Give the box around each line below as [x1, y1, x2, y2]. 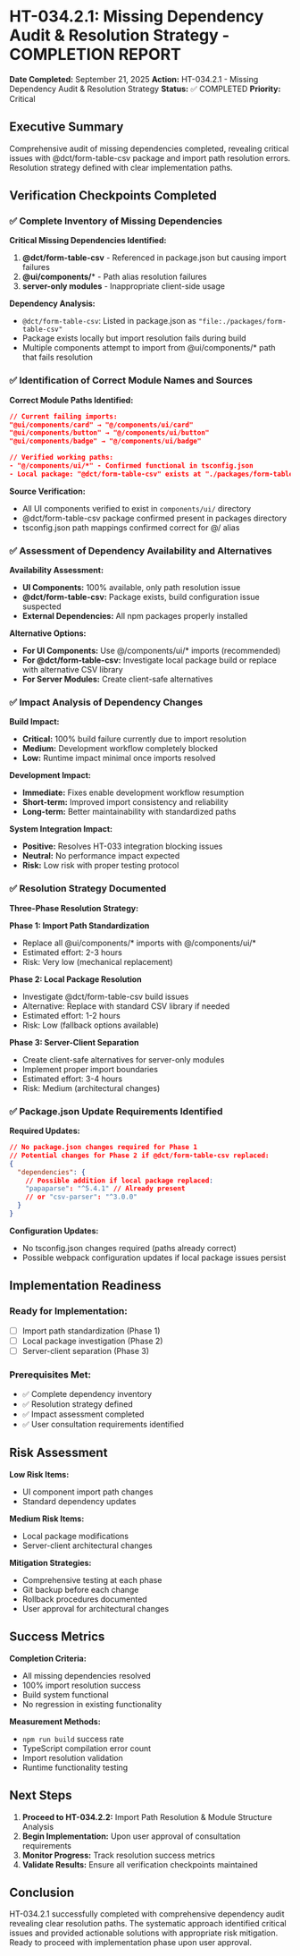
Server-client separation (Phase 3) [21, 1345, 150, 1356]
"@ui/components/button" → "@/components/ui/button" [9, 428, 210, 437]
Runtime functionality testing [21, 1762, 129, 1773]
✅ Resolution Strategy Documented [9, 883, 167, 895]
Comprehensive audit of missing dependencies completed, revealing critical [9, 143, 289, 154]
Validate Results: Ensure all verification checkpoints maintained [21, 1859, 259, 1870]
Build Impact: [9, 716, 60, 727]
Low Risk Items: [9, 1469, 70, 1479]
